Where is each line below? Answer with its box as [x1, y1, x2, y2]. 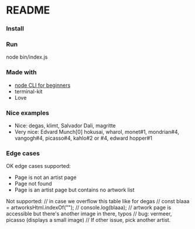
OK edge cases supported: [6, 163, 71, 170]
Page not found [14, 180, 52, 187]
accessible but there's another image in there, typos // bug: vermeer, [6, 210, 172, 217]
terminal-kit [14, 87, 43, 95]
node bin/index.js [6, 53, 48, 60]
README [6, 4, 50, 17]
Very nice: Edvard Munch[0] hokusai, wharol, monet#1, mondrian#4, [14, 129, 180, 135]
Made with [6, 68, 37, 76]
